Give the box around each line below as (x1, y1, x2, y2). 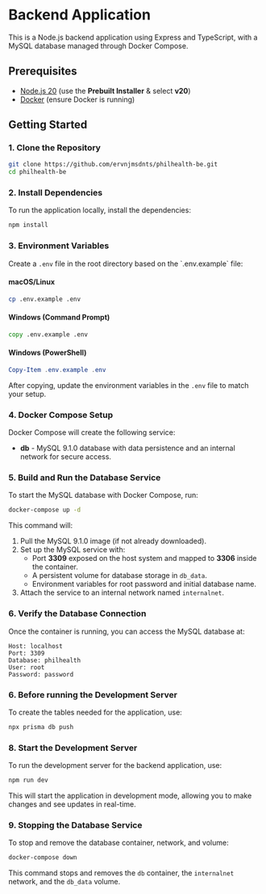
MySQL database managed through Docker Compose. (8, 40, 189, 50)
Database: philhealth (8, 656, 81, 664)
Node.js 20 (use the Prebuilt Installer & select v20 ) (19, 86, 191, 95)
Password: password (8, 670, 74, 678)
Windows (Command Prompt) (8, 313, 110, 323)
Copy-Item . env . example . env (8, 366, 106, 374)
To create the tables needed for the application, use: (8, 707, 183, 717)
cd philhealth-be (8, 168, 67, 176)
